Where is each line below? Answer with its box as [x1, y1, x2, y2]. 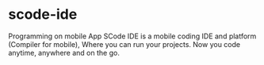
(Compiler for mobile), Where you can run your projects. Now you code [8, 39, 240, 49]
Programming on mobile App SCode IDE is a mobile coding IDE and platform [8, 31, 257, 41]
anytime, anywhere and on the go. [8, 48, 121, 57]
